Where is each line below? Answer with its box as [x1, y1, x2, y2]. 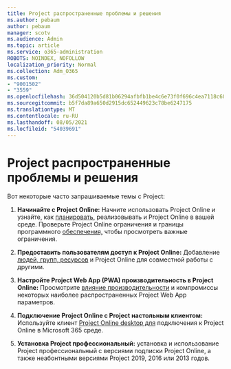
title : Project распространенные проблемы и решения [7, 10, 162, 17]
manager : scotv [7, 29, 51, 36]
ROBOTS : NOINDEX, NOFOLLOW [7, 55, 85, 62]
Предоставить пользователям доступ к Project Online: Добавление [16, 249, 220, 257]
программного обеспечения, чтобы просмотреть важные [16, 228, 188, 236]
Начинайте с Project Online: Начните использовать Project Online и [16, 206, 216, 214]
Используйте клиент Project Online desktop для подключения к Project [16, 319, 224, 327]
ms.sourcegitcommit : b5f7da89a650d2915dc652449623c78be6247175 [7, 100, 192, 107]
